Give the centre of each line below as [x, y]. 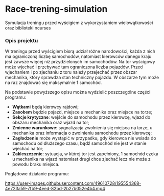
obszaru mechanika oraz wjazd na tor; [51, 123]
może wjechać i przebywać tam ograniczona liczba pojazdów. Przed [74, 67]
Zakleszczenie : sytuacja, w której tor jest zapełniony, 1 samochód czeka [85, 154]
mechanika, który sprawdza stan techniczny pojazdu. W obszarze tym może [82, 78]
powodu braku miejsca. [36, 164]
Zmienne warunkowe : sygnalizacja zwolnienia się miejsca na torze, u [82, 128]
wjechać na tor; [28, 149]
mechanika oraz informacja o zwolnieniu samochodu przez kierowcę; [82, 133]
